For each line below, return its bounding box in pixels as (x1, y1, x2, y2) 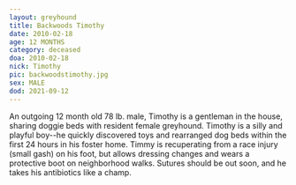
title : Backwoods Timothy (9, 21, 104, 30)
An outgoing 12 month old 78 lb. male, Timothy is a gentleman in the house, (9, 111, 283, 122)
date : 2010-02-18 (9, 29, 73, 38)
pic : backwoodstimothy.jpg (9, 70, 109, 79)
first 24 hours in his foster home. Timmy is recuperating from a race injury (9, 138, 278, 150)
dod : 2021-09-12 (9, 86, 69, 95)
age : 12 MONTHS (9, 37, 65, 47)
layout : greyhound (9, 12, 77, 22)
